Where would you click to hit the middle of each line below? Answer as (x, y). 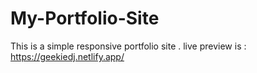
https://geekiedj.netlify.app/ (67, 56)
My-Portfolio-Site (85, 18)
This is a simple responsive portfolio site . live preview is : (128, 46)
